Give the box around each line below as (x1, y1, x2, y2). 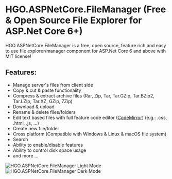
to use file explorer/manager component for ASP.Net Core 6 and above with (5, 48, 166, 54)
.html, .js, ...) (12, 120, 40, 126)
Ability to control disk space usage (12, 147, 87, 153)
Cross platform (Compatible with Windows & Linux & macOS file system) (12, 131, 167, 137)
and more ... (12, 152, 39, 158)
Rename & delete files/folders (12, 109, 76, 115)
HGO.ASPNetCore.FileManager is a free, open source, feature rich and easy (5, 42, 166, 48)
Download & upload (12, 104, 55, 110)
